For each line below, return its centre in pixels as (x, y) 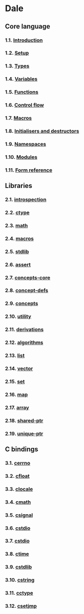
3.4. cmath (18, 502)
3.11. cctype (19, 593)
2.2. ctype (17, 212)
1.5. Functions (22, 92)
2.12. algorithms (24, 343)
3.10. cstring (20, 580)
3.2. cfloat (17, 476)
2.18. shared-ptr (24, 421)
